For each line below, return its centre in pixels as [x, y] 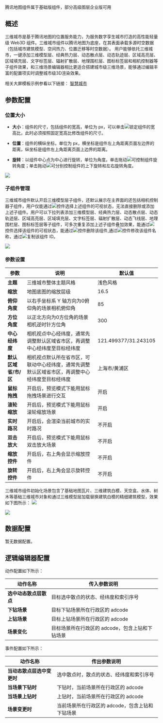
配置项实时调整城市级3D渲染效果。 [48, 73]
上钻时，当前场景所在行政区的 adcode [100, 696]
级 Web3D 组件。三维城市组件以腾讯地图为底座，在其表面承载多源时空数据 [80, 42]
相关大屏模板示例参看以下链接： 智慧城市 [46, 83]
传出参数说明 [106, 661]
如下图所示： [18, 503]
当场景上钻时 [22, 696]
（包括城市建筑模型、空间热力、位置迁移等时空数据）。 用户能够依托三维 [77, 49]
